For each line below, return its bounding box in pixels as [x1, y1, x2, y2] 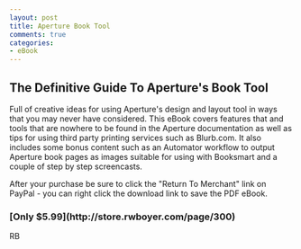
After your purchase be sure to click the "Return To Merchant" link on [9, 178, 267, 189]
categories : [9, 38, 54, 48]
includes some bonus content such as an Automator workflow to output [9, 141, 275, 153]
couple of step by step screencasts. [9, 161, 142, 172]
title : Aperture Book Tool [9, 22, 111, 31]
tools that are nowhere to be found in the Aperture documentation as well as [9, 122, 293, 133]
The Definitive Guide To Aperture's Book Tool [9, 80, 269, 95]
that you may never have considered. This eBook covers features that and [9, 113, 284, 124]
